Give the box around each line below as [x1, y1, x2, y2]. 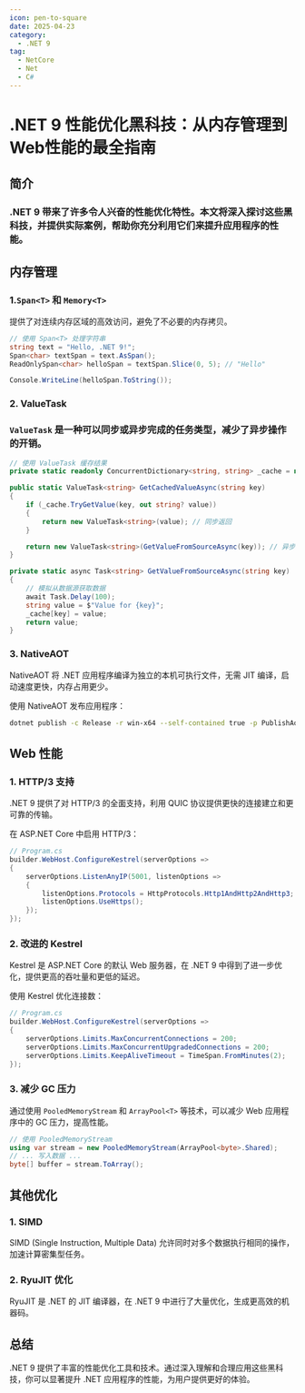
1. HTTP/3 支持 [9, 775, 75, 788]
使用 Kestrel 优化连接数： [9, 991, 104, 1002]
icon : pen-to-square [9, 13, 88, 23]
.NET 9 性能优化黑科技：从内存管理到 [9, 115, 288, 135]
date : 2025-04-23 [9, 22, 75, 31]
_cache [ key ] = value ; [25, 609, 107, 619]
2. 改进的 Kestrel [9, 937, 84, 950]
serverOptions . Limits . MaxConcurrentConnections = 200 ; [25, 1034, 238, 1043]
